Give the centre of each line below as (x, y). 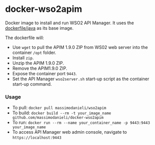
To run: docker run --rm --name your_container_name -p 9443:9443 (81, 123)
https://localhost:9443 (37, 138)
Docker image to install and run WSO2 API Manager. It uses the (70, 23)
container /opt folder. (34, 52)
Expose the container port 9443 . (45, 73)
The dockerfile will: (25, 38)
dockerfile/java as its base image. (39, 28)
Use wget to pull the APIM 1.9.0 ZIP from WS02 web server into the (80, 47)
